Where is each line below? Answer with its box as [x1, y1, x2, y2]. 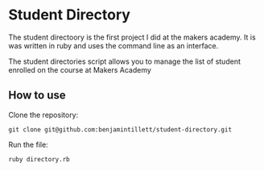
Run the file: [8, 140, 48, 149]
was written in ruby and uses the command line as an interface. [8, 40, 219, 50]
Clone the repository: [8, 110, 79, 119]
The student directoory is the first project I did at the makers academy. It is [8, 32, 256, 42]
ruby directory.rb [8, 155, 70, 163]
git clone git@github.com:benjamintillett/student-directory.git [8, 125, 232, 134]
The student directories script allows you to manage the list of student [8, 56, 241, 66]
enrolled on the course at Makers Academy [8, 65, 151, 74]
